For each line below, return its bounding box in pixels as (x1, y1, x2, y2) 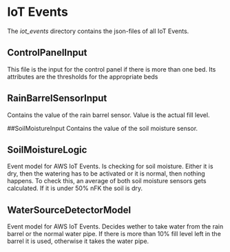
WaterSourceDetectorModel (7, 204, 132, 216)
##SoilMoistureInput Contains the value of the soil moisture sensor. (7, 124, 198, 132)
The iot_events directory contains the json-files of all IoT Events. (7, 27, 189, 35)
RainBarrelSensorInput (7, 92, 107, 104)
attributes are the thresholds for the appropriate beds (7, 72, 158, 81)
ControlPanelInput (7, 47, 87, 59)
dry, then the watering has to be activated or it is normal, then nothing (7, 169, 205, 178)
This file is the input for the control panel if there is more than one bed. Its (7, 65, 216, 73)
